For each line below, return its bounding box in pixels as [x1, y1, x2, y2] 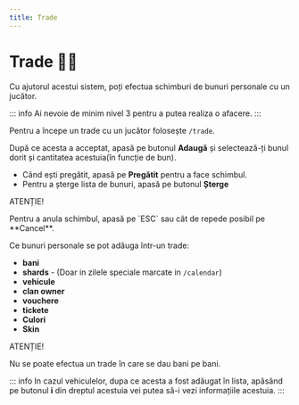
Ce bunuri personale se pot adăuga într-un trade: [9, 240, 190, 251]
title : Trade [9, 12, 58, 22]
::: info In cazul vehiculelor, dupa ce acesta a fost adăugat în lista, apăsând [9, 376, 284, 386]
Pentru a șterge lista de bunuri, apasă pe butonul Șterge [21, 178, 229, 189]
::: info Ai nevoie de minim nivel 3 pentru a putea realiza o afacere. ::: [9, 108, 262, 119]
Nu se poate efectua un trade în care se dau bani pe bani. [9, 358, 221, 368]
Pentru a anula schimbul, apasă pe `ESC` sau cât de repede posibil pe [9, 213, 266, 224]
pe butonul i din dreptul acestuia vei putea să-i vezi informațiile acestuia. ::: [9, 384, 286, 395]
